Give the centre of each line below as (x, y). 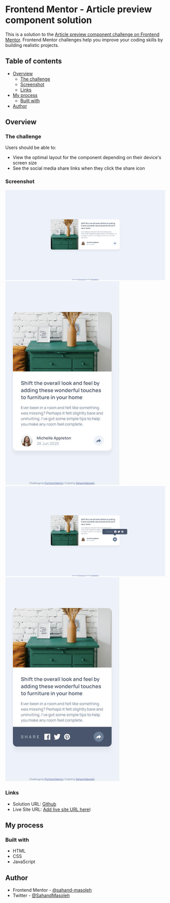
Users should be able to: (31, 148)
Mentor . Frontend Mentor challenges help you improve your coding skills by (84, 40)
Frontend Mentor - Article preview (79, 9)
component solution (49, 20)
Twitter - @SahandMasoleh (41, 895)
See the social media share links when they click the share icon (79, 168)
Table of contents (33, 61)
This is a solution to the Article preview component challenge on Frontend (82, 34)
